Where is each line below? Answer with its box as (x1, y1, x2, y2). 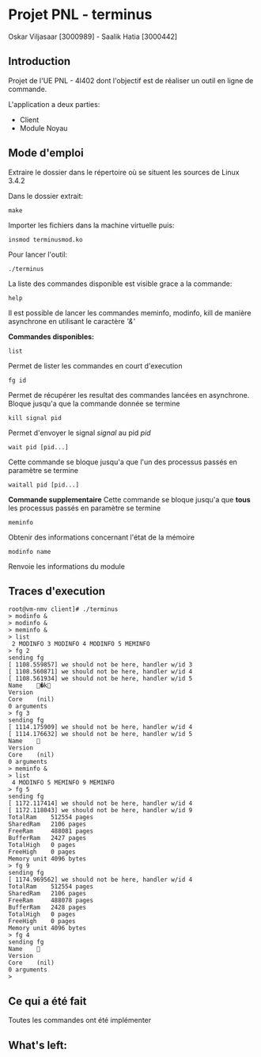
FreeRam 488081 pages (8, 827, 93, 835)
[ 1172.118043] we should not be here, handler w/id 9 (8, 807, 193, 815)
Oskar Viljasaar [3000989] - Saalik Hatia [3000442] (8, 32, 178, 41)
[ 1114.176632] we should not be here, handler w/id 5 (8, 731, 193, 738)
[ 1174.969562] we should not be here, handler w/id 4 (8, 876, 193, 884)
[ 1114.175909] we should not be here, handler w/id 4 (8, 723, 193, 731)
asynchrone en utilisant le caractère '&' (8, 316, 136, 326)
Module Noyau (19, 123, 68, 132)
